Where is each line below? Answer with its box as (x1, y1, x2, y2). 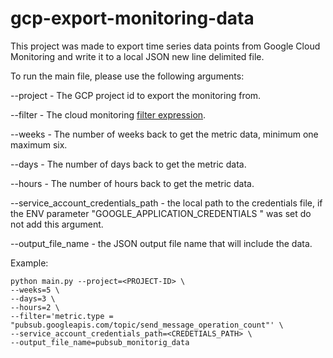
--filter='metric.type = (10, 311, 114, 321)
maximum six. (10, 138, 68, 151)
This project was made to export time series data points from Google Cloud (10, 40, 321, 52)
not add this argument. (10, 218, 104, 230)
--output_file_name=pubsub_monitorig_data (10, 337, 190, 347)
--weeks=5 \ (10, 285, 60, 295)
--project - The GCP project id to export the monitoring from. (10, 89, 262, 101)
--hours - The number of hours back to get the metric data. (10, 177, 255, 189)
